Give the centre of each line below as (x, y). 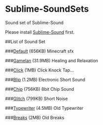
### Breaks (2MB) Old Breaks (35, 117)
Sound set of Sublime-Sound (34, 23)
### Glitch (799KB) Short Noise (36, 99)
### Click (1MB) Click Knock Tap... (39, 70)
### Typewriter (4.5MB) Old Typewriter (44, 108)
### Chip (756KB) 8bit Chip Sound (40, 89)
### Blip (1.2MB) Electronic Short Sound (45, 79)
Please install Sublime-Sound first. (40, 32)
